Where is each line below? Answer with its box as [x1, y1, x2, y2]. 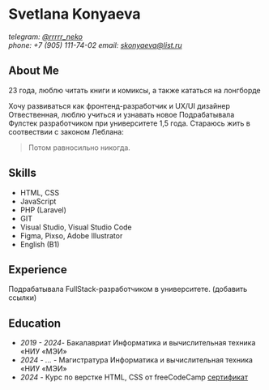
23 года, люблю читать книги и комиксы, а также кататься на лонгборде [8, 85, 261, 95]
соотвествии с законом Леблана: [8, 126, 124, 136]
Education [8, 316, 62, 330]
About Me [8, 64, 59, 78]
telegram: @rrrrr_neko [8, 32, 83, 41]
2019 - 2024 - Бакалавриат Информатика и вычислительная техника [19, 338, 256, 348]
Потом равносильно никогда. [28, 143, 131, 152]
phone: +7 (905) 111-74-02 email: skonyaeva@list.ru [8, 40, 182, 49]
